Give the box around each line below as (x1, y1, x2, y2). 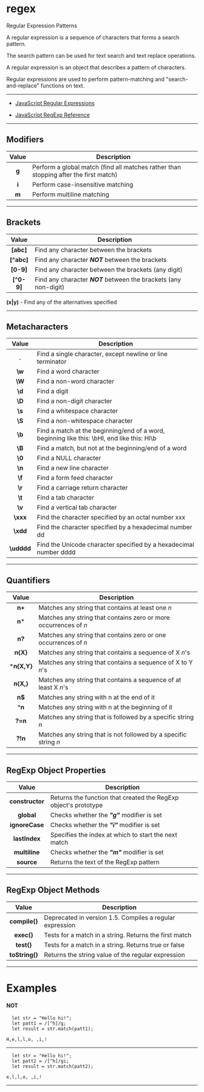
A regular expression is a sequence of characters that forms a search (6, 33, 180, 41)
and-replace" (6, 81, 39, 89)
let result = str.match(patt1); (12, 1026, 94, 1032)
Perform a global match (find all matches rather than (32, 163, 181, 171)
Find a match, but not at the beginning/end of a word (36, 444, 187, 453)
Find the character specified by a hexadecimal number (36, 523, 192, 532)
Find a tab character (36, 493, 95, 502)
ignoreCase (10, 821, 44, 829)
